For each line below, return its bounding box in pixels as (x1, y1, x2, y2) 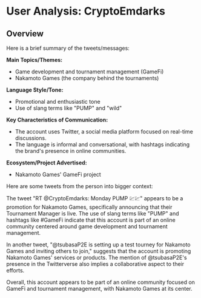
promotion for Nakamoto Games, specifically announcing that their (6, 203, 173, 211)
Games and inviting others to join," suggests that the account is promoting (6, 248, 191, 254)
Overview (6, 29, 44, 39)
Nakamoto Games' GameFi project (15, 171, 101, 178)
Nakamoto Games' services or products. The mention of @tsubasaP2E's (6, 254, 187, 261)
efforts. (6, 267, 25, 274)
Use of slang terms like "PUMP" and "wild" (15, 104, 122, 112)
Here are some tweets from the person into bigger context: (6, 183, 153, 189)
